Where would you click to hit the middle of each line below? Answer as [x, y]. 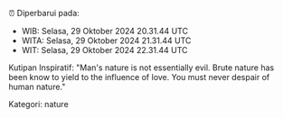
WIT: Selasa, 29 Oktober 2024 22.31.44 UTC [104, 50]
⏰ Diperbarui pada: [44, 13]
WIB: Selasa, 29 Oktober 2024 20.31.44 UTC [105, 31]
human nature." [37, 86]
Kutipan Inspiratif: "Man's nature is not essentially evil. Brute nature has [141, 68]
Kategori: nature [38, 104]
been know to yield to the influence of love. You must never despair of [139, 77]
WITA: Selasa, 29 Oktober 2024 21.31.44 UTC [106, 41]
